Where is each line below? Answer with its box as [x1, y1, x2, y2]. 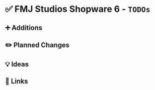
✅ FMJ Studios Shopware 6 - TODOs [5, 3, 151, 15]
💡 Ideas [5, 60, 29, 69]
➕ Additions [5, 23, 43, 32]
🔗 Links [5, 77, 28, 85]
